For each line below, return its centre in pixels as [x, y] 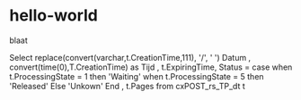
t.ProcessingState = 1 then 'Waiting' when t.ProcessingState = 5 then [137, 76]
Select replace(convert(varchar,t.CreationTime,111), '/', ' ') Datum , [130, 57]
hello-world [54, 16]
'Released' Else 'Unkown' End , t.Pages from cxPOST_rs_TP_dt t [127, 86]
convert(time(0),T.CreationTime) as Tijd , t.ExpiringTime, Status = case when [151, 67]
